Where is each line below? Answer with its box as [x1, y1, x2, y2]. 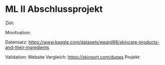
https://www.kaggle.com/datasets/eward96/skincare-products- [28, 39, 160, 45]
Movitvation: [5, 29, 31, 35]
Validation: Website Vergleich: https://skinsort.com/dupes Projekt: [5, 54, 141, 60]
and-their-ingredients [5, 44, 49, 50]
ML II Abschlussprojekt [5, 3, 103, 15]
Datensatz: [5, 39, 27, 45]
